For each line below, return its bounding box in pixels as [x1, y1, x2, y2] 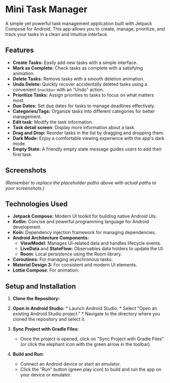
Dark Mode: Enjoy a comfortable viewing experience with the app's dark [12, 135, 165, 141]
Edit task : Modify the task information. [12, 119, 93, 125]
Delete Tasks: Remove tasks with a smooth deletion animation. [12, 75, 145, 82]
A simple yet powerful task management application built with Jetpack [5, 20, 152, 26]
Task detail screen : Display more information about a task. [12, 124, 135, 130]
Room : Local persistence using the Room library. [20, 251, 122, 257]
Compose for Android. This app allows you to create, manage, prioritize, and [5, 25, 165, 32]
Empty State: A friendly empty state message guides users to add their [12, 146, 162, 152]
